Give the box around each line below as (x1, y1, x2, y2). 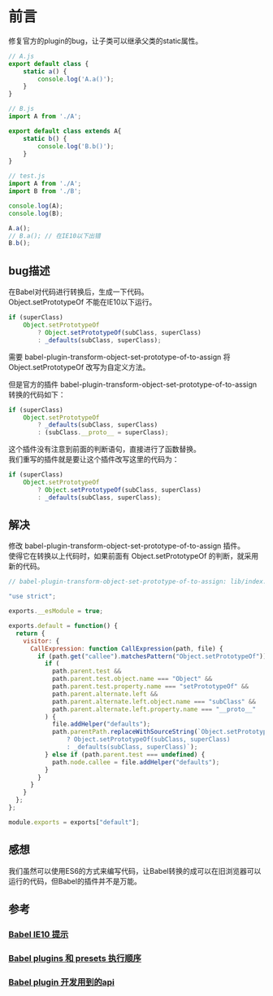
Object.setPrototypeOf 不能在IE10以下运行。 (8, 297, 157, 307)
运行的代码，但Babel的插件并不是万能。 (8, 876, 142, 886)
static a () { (23, 67, 67, 76)
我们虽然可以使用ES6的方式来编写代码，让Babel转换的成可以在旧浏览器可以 (8, 866, 262, 875)
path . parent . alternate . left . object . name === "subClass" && (51, 697, 256, 705)
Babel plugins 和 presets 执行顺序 (8, 952, 142, 963)
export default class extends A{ (8, 127, 122, 135)
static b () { (23, 134, 67, 143)
